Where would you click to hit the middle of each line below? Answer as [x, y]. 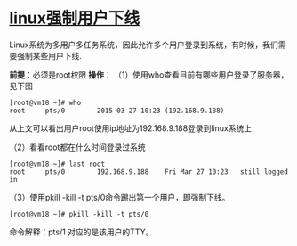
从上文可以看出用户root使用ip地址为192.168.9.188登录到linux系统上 [130, 128]
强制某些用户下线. [49, 55]
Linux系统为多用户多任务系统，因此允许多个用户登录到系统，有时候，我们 [144, 45]
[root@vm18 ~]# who [45, 102]
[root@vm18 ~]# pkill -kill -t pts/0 [79, 214]
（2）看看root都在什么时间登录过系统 [77, 147]
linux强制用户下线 [75, 18]
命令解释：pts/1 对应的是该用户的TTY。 [81, 232]
